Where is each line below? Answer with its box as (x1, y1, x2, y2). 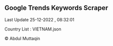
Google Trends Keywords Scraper (4, 4, 108, 12)
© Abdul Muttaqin (4, 35, 41, 41)
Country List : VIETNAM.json (4, 26, 61, 32)
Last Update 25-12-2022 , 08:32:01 (4, 16, 74, 22)
